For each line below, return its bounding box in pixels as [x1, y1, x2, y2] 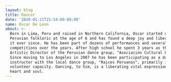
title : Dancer [5, 12, 36, 17]
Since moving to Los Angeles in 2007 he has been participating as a [10, 54, 160, 60]
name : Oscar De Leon [5, 21, 49, 27]
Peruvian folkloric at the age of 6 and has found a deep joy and [10, 36, 154, 41]
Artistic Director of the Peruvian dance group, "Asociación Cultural [10, 50, 163, 55]
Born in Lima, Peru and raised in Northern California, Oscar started [10, 31, 163, 36]
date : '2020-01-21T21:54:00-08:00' [5, 17, 81, 22]
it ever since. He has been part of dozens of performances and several [10, 41, 167, 46]
